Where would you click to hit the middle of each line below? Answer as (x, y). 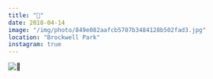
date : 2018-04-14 (37, 23)
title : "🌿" (26, 15)
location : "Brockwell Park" (54, 37)
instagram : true (35, 45)
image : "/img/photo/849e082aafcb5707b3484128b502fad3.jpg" (107, 30)
